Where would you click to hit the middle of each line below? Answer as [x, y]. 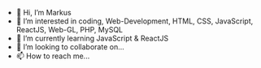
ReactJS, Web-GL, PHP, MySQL [70, 30]
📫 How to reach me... [53, 56]
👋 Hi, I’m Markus [43, 13]
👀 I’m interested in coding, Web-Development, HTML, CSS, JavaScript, [135, 21]
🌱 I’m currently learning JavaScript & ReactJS [92, 38]
